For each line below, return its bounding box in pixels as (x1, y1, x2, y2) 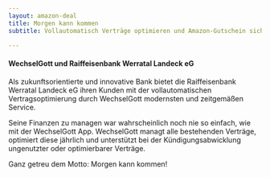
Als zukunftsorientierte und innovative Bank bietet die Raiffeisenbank (8, 76, 237, 86)
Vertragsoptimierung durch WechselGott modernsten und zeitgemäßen (8, 93, 243, 103)
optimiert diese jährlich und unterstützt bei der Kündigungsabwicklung (8, 134, 241, 145)
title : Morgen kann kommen (8, 19, 99, 27)
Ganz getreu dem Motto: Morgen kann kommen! (8, 158, 168, 169)
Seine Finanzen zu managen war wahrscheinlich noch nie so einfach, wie (8, 117, 252, 127)
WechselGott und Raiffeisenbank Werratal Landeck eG (8, 58, 194, 68)
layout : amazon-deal (8, 11, 78, 20)
